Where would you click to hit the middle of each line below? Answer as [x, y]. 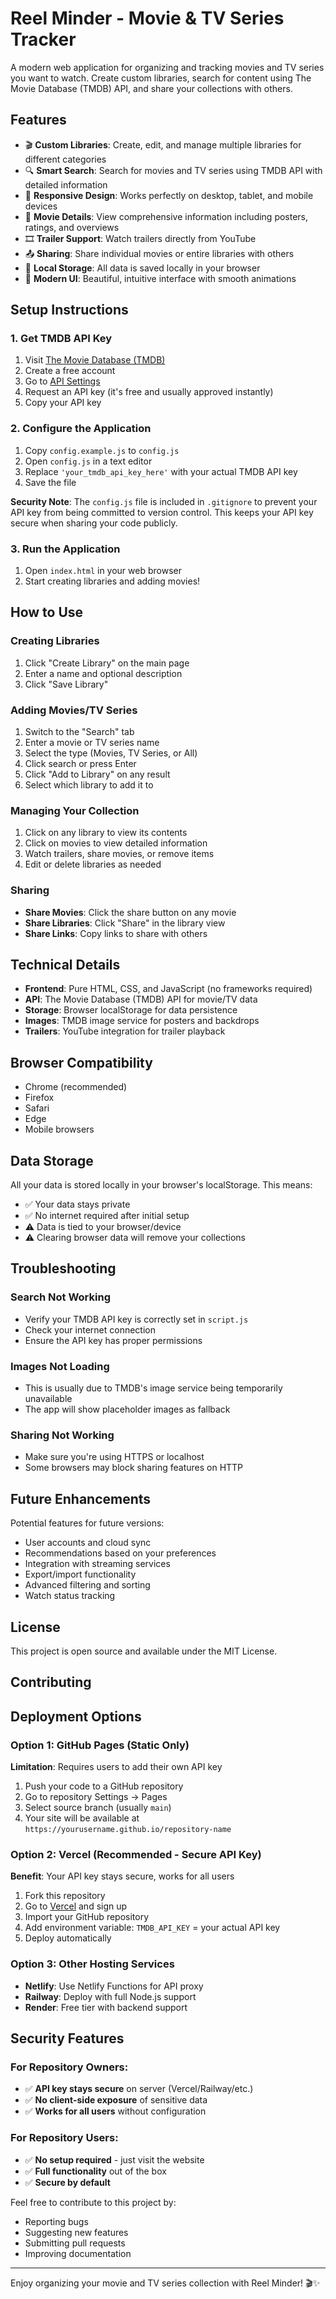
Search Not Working [60, 1297]
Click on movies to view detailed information [116, 843]
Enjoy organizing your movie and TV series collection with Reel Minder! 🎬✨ [165, 2283]
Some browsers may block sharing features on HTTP [134, 1468]
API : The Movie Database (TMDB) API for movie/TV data [141, 999]
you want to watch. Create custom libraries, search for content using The [161, 78]
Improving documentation [78, 2253]
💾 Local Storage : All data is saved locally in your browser [142, 268]
